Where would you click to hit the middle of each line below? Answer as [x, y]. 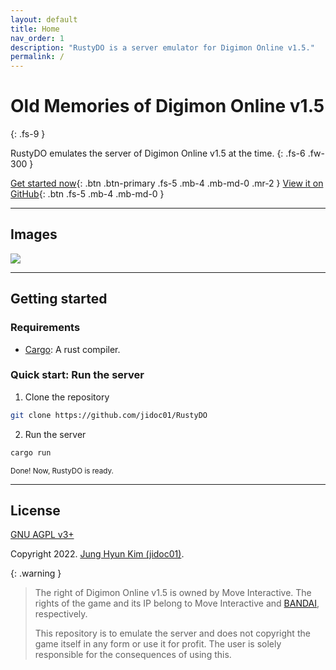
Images [34, 234]
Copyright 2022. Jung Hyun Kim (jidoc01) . [97, 554]
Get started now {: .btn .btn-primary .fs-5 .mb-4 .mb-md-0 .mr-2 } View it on [167, 183]
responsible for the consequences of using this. [133, 655]
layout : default [44, 19]
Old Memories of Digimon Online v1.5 [167, 106]
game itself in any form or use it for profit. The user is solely [158, 644]
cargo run [31, 452]
